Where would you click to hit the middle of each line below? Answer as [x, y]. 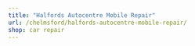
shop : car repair [36, 30]
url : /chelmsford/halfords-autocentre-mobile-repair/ [98, 23]
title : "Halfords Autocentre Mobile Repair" [82, 15]
